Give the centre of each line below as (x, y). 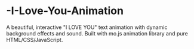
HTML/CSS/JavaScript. (35, 40)
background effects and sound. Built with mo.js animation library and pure (97, 33)
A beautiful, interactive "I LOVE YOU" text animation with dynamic (87, 27)
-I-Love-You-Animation (65, 11)
